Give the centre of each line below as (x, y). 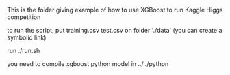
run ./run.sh (24, 51)
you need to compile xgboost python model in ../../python (88, 64)
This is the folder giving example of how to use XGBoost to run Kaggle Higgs (115, 10)
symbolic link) (27, 37)
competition (24, 17)
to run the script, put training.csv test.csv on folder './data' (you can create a (115, 30)
